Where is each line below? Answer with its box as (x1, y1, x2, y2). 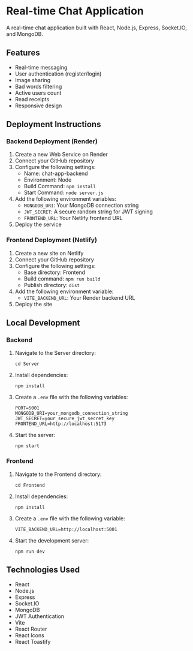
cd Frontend (14, 482, 45, 488)
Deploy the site (14, 300, 53, 308)
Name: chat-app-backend (23, 170, 88, 177)
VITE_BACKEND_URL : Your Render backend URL (23, 294, 135, 301)
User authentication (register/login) (14, 70, 102, 77)
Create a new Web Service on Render (14, 151, 108, 158)
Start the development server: (14, 537, 89, 544)
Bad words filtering (14, 83, 62, 90)
